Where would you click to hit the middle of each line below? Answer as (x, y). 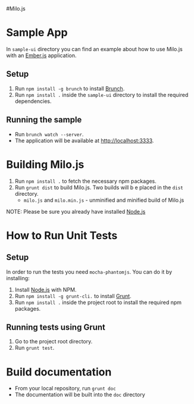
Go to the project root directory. (54, 342)
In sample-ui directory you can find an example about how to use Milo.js (94, 49)
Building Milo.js (45, 165)
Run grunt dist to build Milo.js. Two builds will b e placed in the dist (99, 187)
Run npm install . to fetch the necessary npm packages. (85, 181)
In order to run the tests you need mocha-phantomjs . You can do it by (89, 272)
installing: (18, 278)
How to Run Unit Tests (62, 235)
